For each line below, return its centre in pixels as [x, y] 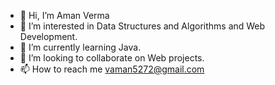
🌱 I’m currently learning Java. [80, 47]
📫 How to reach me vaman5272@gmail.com [112, 69]
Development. [48, 36]
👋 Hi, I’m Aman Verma [64, 15]
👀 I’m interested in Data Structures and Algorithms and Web [142, 26]
